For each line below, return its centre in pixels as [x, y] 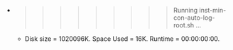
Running [185, 10]
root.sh [184, 25]
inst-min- [212, 10]
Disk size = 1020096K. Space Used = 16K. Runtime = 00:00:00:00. [122, 39]
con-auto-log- [194, 18]
